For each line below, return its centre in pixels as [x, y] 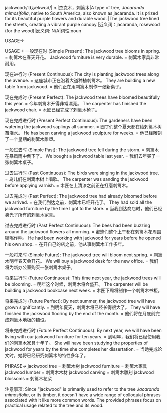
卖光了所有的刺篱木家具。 [31, 215]
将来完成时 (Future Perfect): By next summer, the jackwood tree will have [80, 301]
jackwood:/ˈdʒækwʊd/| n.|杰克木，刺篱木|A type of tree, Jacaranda [75, 8]
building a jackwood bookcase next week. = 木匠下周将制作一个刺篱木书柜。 [83, 290]
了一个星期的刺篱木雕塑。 [31, 139]
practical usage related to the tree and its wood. [54, 405]
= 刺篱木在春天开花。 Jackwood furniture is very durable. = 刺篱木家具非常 [82, 57]
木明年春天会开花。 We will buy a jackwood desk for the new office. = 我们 [82, 261]
